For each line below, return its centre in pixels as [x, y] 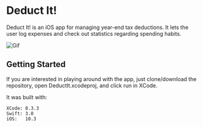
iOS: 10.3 [21, 119]
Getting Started [36, 64]
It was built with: [27, 97]
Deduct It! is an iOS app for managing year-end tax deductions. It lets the [98, 27]
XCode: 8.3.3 [23, 108]
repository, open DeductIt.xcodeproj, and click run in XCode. [82, 85]
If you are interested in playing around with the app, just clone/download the [101, 79]
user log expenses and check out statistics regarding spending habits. [94, 33]
